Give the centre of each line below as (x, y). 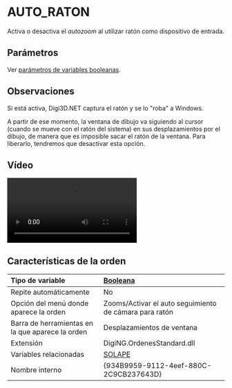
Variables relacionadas (48, 355)
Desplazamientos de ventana (151, 328)
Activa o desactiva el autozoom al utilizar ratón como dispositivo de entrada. (116, 31)
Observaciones (41, 92)
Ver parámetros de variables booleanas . (64, 69)
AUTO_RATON (48, 12)
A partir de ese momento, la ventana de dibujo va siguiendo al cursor (105, 121)
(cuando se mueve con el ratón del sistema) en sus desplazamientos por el (114, 129)
